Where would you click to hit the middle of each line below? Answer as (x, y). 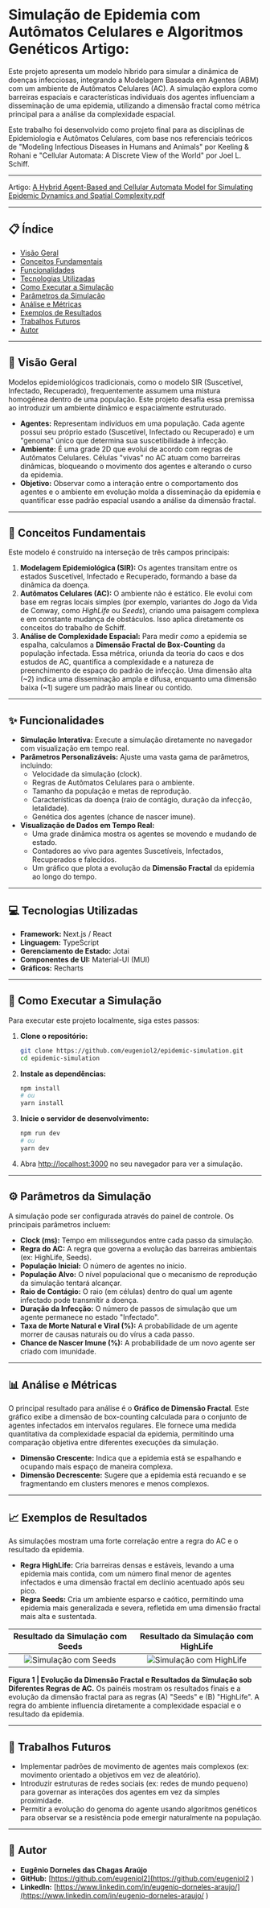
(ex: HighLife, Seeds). (56, 1257)
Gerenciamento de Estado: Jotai (75, 951)
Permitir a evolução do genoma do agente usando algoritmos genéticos (138, 1809)
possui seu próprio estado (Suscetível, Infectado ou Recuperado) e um (137, 431)
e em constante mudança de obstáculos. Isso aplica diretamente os (132, 619)
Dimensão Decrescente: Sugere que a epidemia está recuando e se (133, 1475)
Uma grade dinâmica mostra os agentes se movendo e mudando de (144, 834)
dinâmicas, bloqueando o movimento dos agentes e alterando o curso (136, 466)
